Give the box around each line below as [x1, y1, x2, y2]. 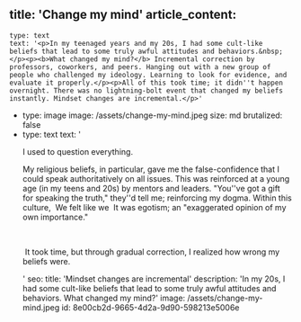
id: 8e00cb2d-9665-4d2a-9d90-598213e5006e [61, 301, 240, 313]
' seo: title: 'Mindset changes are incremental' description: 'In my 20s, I [22, 273, 286, 284]
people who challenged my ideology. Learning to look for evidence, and [9, 70, 288, 79]
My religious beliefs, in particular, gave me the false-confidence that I [22, 164, 280, 174]
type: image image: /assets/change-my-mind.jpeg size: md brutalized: [22, 110, 283, 121]
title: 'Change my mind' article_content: [9, 7, 236, 22]
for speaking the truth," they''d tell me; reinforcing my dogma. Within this [22, 192, 292, 203]
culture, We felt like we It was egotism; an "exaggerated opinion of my [22, 201, 287, 212]
